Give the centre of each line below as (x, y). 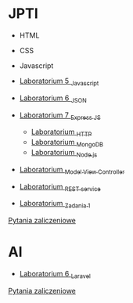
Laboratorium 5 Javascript (59, 81)
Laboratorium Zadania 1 (55, 204)
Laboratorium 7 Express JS (60, 116)
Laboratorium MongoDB (67, 143)
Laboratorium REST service (60, 187)
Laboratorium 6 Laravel (55, 275)
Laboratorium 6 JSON (53, 99)
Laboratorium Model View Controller (72, 170)
